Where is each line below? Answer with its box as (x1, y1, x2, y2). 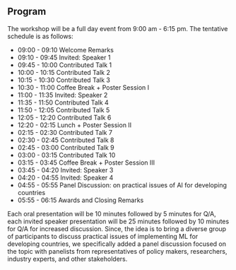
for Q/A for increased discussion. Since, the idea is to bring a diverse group (7, 224, 227, 233)
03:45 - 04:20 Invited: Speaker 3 (17, 165, 114, 174)
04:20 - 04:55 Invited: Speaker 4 (17, 173, 114, 182)
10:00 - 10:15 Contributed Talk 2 (17, 68, 111, 76)
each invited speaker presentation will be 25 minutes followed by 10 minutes (7, 217, 230, 225)
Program (7, 6, 47, 18)
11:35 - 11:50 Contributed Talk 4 (17, 98, 110, 107)
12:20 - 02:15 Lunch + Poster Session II (17, 120, 132, 129)
